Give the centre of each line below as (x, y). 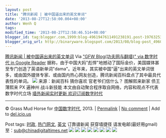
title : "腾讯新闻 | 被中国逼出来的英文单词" (46, 14)
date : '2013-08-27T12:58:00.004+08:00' (46, 19)
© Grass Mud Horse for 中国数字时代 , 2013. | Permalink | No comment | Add (83, 108)
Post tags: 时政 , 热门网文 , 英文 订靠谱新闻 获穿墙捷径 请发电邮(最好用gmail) (82, 124)
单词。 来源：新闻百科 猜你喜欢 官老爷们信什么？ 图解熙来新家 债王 (89, 81)
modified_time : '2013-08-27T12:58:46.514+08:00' (56, 33)
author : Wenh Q (21, 23)
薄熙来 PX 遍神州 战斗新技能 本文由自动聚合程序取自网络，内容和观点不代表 (82, 87)
